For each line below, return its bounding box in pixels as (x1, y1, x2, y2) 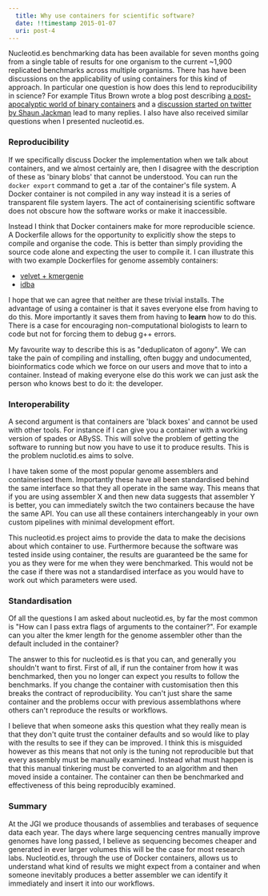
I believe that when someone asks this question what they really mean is (8, 721, 246, 731)
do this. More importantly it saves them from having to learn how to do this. (8, 311, 258, 321)
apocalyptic (8, 99, 47, 109)
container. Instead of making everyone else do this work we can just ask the (8, 370, 259, 380)
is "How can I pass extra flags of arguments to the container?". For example (8, 622, 258, 632)
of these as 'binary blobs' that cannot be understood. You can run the (8, 171, 238, 181)
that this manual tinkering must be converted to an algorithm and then (8, 764, 238, 773)
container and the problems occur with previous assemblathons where (8, 697, 242, 707)
